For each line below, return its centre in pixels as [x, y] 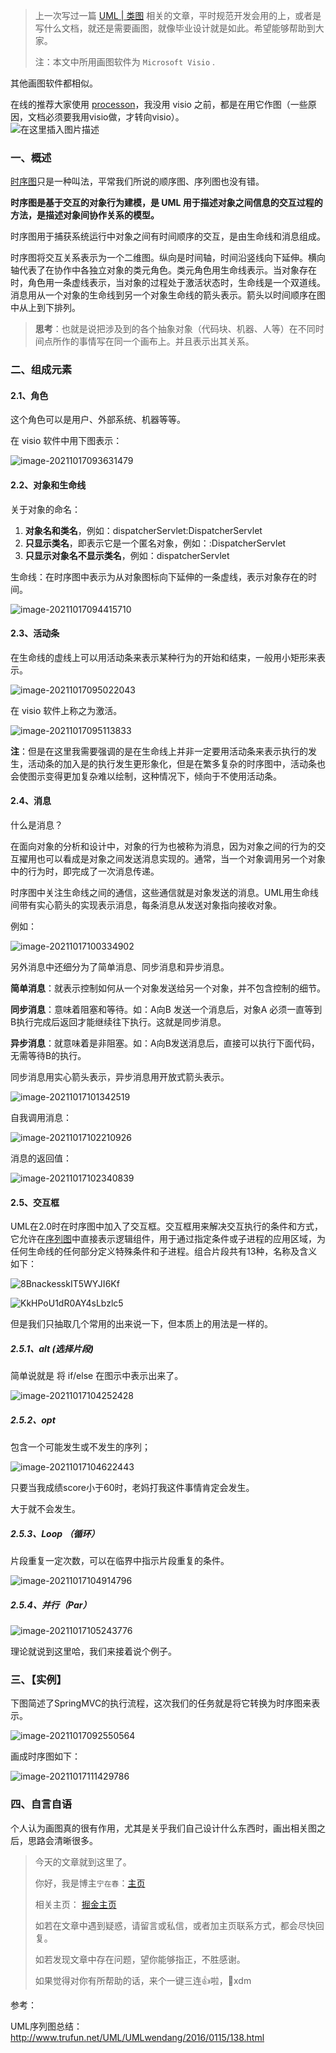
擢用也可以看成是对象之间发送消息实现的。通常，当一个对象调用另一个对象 [172, 859]
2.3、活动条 [35, 633]
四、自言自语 [41, 1804]
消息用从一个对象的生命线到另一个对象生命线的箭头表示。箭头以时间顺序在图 [168, 295]
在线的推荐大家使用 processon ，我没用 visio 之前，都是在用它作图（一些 [159, 104]
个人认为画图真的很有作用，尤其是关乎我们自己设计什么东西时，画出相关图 [163, 1828]
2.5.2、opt [33, 1420]
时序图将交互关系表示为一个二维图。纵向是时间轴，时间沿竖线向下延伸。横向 [168, 258]
